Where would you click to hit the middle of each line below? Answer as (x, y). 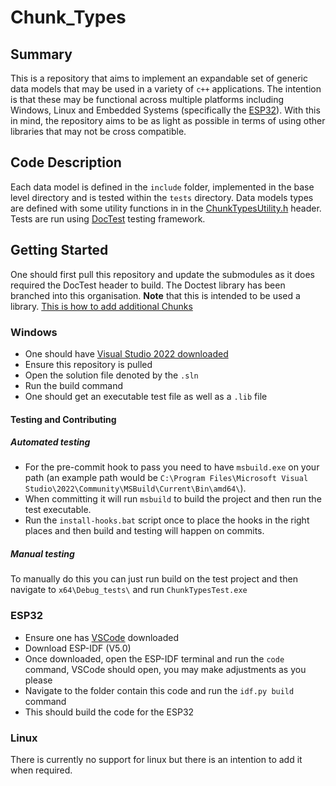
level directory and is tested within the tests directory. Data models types (162, 197)
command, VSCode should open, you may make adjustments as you (165, 669)
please (38, 680)
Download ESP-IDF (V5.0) (78, 648)
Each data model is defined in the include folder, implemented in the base (162, 187)
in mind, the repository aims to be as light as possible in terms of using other (168, 120)
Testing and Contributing (63, 419)
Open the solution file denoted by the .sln (111, 375)
